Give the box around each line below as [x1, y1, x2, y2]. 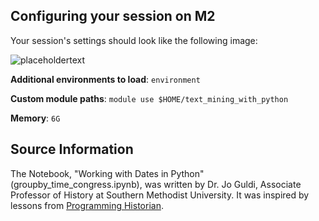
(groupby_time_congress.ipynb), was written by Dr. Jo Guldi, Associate [10, 178, 302, 190]
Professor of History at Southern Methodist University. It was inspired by [10, 189, 310, 201]
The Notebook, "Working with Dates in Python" [10, 167, 205, 179]
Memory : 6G [10, 112, 61, 124]
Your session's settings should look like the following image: [10, 34, 258, 46]
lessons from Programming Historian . [10, 199, 164, 211]
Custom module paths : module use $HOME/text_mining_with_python [10, 92, 289, 104]
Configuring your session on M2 [10, 8, 216, 25]
